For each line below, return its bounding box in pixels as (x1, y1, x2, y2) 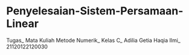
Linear (6, 17, 39, 30)
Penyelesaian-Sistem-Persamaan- (6, 4, 184, 18)
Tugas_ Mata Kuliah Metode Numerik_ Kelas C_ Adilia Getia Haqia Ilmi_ (6, 36, 181, 44)
